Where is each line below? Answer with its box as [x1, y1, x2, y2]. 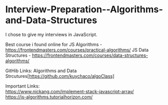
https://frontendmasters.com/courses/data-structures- [31, 52, 148, 58]
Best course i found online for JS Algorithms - [5, 41, 103, 47]
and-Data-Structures [5, 14, 98, 26]
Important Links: [5, 83, 40, 89]
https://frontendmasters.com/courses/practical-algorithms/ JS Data [5, 47, 149, 53]
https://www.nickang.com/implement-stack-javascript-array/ [5, 88, 134, 94]
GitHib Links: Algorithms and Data [5, 68, 77, 74]
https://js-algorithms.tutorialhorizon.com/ [5, 94, 93, 100]
